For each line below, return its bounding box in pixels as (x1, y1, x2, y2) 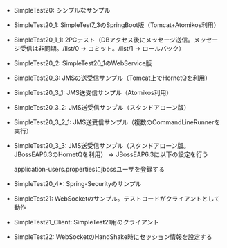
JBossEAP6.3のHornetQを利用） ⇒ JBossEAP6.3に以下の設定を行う (13, 150, 209, 158)
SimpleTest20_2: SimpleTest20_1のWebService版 (13, 59, 152, 67)
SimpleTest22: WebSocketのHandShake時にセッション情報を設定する (13, 233, 212, 241)
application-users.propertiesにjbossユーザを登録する (13, 165, 165, 173)
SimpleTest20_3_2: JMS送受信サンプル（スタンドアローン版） (13, 104, 190, 111)
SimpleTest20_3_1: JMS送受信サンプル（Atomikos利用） (13, 89, 173, 97)
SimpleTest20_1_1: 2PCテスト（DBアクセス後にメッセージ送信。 (13, 35, 194, 44)
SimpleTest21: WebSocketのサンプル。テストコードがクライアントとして (13, 195, 220, 203)
